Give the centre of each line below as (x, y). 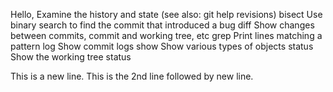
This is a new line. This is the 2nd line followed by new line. (132, 76)
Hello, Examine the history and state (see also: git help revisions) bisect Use (166, 14)
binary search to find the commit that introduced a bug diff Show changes (162, 25)
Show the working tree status (71, 57)
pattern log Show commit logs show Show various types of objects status (162, 46)
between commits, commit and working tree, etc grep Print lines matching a (166, 35)
